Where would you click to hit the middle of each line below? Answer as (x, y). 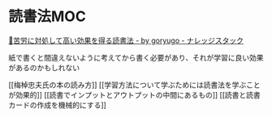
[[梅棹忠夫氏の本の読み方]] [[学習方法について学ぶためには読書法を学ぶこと (135, 85)
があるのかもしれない (44, 67)
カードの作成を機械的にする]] (58, 105)
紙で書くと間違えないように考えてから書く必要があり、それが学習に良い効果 (136, 57)
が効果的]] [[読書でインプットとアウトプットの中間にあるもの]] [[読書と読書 (135, 94)
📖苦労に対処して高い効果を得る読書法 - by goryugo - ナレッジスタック (126, 40)
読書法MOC (47, 17)
